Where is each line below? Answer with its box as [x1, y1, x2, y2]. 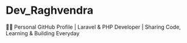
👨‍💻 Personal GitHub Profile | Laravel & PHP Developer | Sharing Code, [5, 23, 181, 30]
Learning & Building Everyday [5, 29, 80, 36]
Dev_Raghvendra [5, 4, 94, 17]
